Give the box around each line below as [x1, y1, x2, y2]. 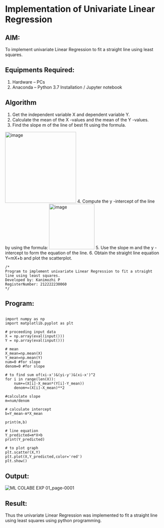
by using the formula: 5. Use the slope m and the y [5, 244, 154, 250]
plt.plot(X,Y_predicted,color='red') [5, 454, 82, 459]
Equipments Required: [5, 66, 75, 74]
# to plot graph [5, 446, 38, 451]
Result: [5, 499, 27, 507]
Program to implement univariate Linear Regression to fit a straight [5, 269, 153, 274]
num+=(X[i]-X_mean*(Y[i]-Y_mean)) [14, 381, 84, 386]
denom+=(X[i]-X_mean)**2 [14, 385, 65, 390]
